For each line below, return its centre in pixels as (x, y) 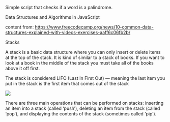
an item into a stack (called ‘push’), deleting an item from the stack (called (83, 108)
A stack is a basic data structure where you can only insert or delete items (83, 52)
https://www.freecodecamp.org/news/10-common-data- (94, 27)
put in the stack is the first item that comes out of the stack (67, 84)
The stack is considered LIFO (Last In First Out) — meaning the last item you (85, 78)
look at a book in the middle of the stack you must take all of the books (79, 63)
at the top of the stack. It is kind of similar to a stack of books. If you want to (85, 57)
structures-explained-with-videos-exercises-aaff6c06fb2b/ (68, 32)
